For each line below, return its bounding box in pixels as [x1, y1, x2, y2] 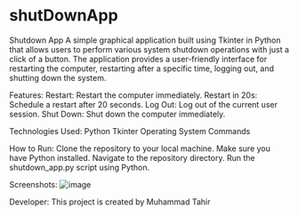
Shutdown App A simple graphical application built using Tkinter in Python [9, 35, 281, 45]
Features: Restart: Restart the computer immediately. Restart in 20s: [9, 90, 258, 100]
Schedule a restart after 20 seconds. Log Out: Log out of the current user [9, 99, 278, 109]
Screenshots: [9, 179, 58, 189]
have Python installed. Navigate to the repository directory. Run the [9, 152, 255, 163]
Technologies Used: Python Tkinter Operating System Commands [9, 125, 251, 136]
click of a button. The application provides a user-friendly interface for [9, 53, 268, 64]
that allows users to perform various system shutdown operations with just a [9, 44, 290, 54]
